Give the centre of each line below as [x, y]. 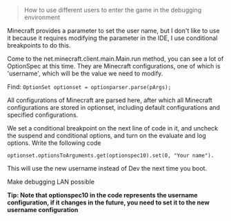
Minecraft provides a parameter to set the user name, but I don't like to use [113, 31]
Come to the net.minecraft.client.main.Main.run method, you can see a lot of [115, 59]
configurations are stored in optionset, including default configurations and [114, 107]
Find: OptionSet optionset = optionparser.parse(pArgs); [89, 87]
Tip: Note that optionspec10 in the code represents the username [102, 195]
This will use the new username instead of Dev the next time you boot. [107, 168]
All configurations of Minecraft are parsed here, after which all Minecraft [110, 100]
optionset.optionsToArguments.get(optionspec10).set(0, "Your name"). [111, 155]
